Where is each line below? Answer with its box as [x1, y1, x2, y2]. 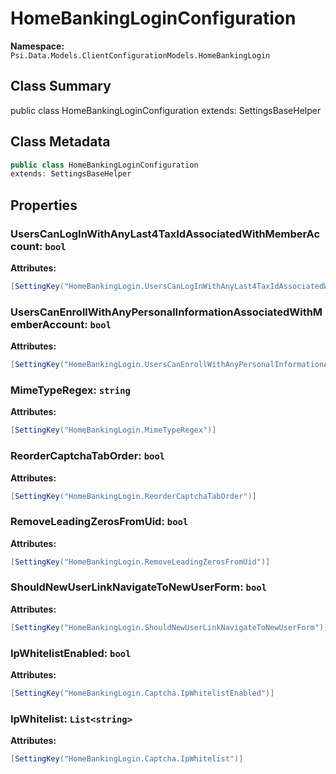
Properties [10, 197, 78, 214]
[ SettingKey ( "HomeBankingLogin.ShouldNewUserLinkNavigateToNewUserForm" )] [10, 622, 329, 632]
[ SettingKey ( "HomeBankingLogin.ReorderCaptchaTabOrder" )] [10, 491, 257, 501]
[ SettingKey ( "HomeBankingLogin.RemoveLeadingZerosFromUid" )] [10, 557, 271, 567]
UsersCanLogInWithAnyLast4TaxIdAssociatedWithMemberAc [10, 227, 321, 241]
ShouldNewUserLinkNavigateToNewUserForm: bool [10, 580, 268, 594]
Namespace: [10, 40, 65, 52]
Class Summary [10, 78, 112, 95]
